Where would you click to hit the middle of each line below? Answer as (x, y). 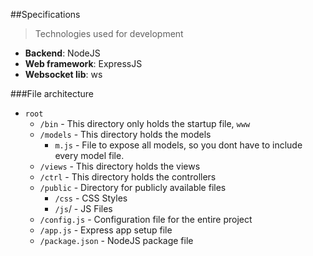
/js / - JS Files (83, 208)
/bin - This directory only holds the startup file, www (145, 123)
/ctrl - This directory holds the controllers (128, 177)
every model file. (89, 155)
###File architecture (52, 93)
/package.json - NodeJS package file (116, 240)
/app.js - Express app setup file (106, 230)
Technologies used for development (109, 33)
